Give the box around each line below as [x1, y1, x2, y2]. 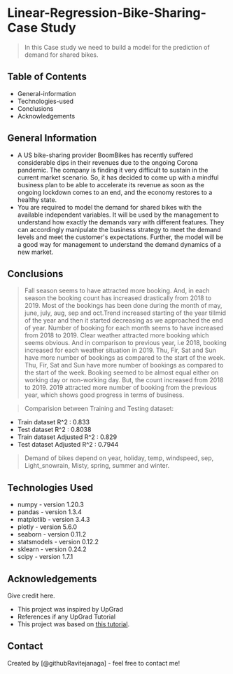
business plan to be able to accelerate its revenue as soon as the [17, 180, 205, 189]
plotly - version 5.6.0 [17, 523, 78, 531]
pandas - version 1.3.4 [17, 508, 82, 516]
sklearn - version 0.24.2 [17, 545, 87, 553]
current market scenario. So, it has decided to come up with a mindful [17, 173, 219, 182]
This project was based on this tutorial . [17, 620, 130, 628]
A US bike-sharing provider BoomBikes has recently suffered [17, 151, 194, 159]
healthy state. [17, 195, 57, 204]
